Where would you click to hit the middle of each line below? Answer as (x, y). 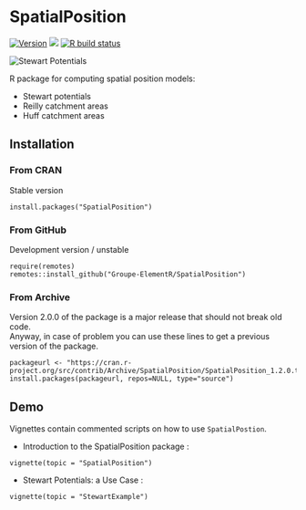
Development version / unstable (69, 249)
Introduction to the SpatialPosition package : (106, 447)
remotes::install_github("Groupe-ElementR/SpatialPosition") (128, 274)
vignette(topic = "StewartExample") (79, 497)
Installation (42, 145)
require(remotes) (42, 266)
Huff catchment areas (63, 115)
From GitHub (38, 230)
